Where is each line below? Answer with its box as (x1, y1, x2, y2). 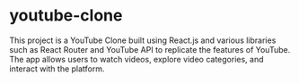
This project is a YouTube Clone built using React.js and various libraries (9, 35, 277, 46)
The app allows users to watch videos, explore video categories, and (9, 54, 264, 64)
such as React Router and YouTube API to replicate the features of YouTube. (9, 44, 291, 54)
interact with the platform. (9, 63, 105, 74)
